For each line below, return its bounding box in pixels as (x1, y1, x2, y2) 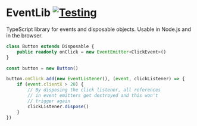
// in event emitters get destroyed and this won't (27, 93, 159, 99)
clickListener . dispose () (27, 103, 89, 109)
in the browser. (6, 31, 43, 39)
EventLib (6, 6, 51, 20)
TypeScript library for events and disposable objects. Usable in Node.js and (6, 26, 192, 33)
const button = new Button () (6, 65, 79, 71)
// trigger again (27, 98, 70, 104)
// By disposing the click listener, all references (27, 87, 161, 93)
